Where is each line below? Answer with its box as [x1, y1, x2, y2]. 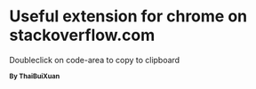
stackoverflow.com [9, 25, 156, 45]
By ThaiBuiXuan [9, 71, 60, 81]
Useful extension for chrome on [9, 6, 248, 27]
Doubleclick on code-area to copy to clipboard [9, 54, 180, 65]
